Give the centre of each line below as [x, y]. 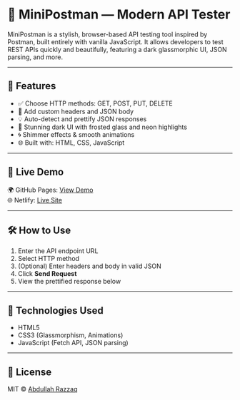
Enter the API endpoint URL [58, 251]
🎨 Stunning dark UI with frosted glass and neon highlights [102, 127]
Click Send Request [47, 274]
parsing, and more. [35, 57]
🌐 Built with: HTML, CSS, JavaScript [71, 143]
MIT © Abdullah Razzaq [42, 389]
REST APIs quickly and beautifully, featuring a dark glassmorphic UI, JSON [117, 49]
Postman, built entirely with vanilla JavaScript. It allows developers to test [115, 41]
